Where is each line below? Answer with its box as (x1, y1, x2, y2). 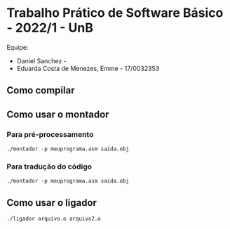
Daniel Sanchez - (16, 56, 67, 65)
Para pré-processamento (6, 129, 94, 139)
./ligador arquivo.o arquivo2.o (6, 216, 101, 223)
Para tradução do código (6, 162, 93, 171)
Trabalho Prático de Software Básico (6, 5, 224, 21)
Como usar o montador (6, 108, 109, 120)
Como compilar (6, 84, 75, 96)
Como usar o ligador (6, 197, 97, 209)
